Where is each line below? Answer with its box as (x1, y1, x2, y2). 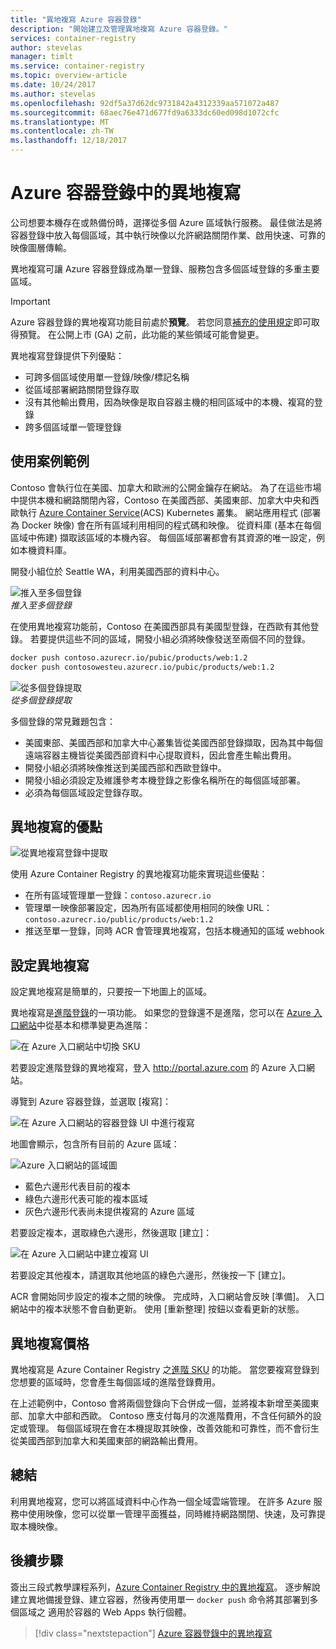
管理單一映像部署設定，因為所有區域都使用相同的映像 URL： (24, 902, 273, 914)
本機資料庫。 (18, 544, 72, 556)
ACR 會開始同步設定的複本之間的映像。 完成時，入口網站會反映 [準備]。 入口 (10, 1291, 325, 1303)
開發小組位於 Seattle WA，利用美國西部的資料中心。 (10, 565, 225, 577)
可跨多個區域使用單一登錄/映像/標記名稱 (24, 371, 190, 383)
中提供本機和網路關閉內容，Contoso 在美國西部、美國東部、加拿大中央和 (10, 494, 311, 506)
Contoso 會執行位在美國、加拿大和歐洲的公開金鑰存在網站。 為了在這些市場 (10, 481, 322, 493)
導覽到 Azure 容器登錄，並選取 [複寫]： (10, 1096, 172, 1108)
